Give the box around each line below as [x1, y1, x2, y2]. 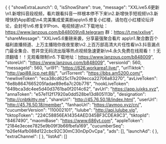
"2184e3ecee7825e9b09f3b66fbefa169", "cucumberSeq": [5, 123, 124, 129]
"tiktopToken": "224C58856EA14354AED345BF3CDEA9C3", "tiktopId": [5, 112, 150, 118]
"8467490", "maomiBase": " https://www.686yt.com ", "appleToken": [5, 118, 144, 123]
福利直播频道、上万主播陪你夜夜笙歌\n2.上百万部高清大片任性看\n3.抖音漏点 [5, 42, 160, 47]
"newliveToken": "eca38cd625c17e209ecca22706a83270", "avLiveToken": [5, 75, 158, 81]
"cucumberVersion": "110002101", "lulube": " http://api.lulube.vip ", [5, 107, 138, 113]
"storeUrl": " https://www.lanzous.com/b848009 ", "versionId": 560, [5, 60, 142, 66]
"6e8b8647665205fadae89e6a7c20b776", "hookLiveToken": [5, 81, 130, 86]
